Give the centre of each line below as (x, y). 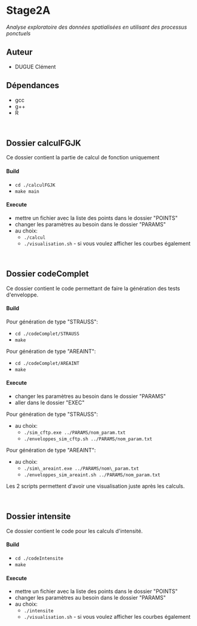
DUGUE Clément (35, 66)
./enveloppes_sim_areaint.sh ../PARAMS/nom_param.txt (92, 475)
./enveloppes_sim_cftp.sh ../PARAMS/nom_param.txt (88, 439)
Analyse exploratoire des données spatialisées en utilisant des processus (97, 27)
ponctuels (19, 33)
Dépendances (33, 85)
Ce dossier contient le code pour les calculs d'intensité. (75, 531)
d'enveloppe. (22, 295)
